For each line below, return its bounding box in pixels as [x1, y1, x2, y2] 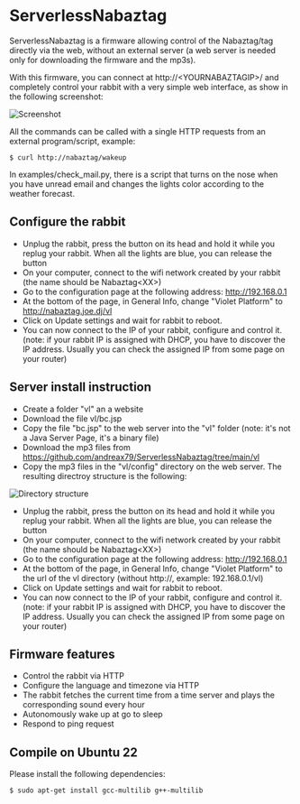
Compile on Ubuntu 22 [9, 744, 138, 760]
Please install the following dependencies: [9, 769, 166, 780]
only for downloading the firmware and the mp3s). [9, 54, 196, 65]
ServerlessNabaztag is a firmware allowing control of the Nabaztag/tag [9, 35, 274, 46]
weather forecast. [9, 188, 75, 199]
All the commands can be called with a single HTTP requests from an [9, 125, 266, 136]
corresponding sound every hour [22, 699, 146, 710]
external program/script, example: [9, 135, 136, 146]
